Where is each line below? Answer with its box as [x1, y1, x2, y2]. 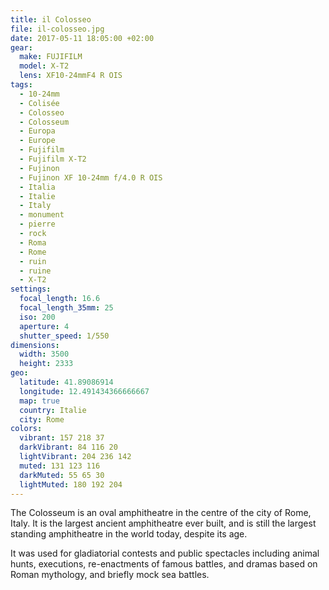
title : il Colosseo [10, 14, 92, 25]
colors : [10, 424, 43, 434]
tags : [10, 80, 33, 90]
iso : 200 [19, 312, 56, 322]
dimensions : [10, 340, 60, 350]
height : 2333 [19, 359, 74, 369]
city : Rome [19, 414, 65, 425]
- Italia [19, 182, 56, 192]
